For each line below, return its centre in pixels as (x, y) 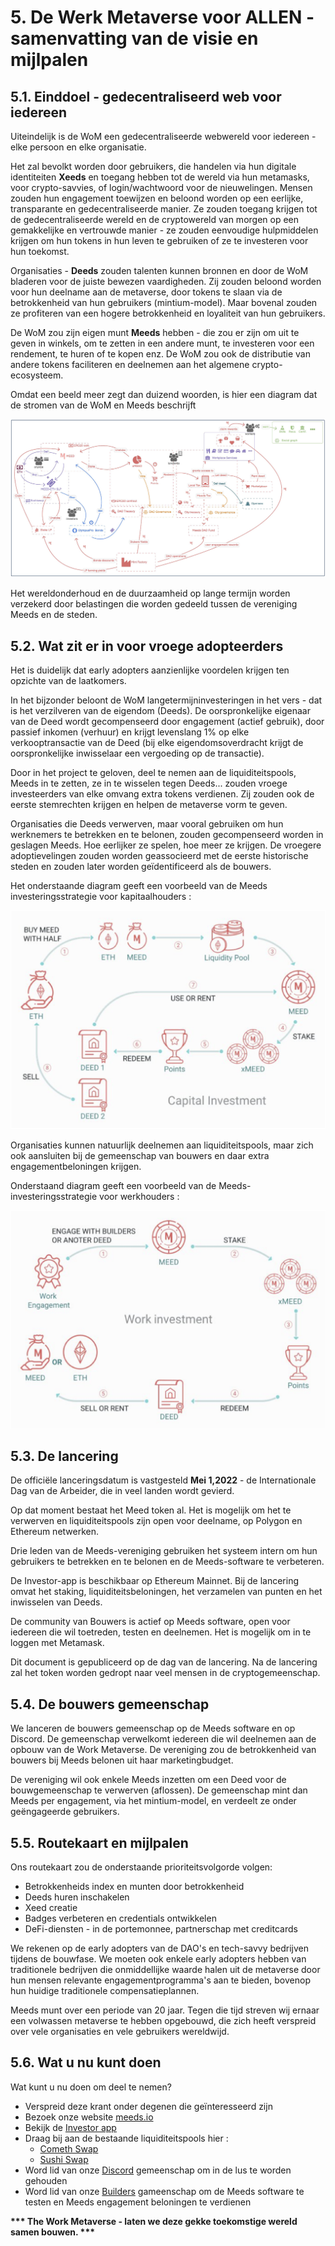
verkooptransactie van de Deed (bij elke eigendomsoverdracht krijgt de (157, 743)
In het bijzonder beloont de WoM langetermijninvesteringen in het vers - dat (166, 700)
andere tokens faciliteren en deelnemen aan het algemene (130, 364)
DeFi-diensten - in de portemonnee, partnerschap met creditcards (161, 1928)
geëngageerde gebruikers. (65, 1812)
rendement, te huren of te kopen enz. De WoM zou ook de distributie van (160, 354)
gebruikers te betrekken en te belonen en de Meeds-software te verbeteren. (167, 1562)
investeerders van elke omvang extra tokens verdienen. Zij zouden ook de (162, 794)
